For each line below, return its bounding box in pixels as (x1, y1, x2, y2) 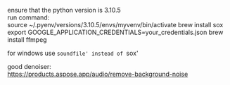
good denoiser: (7, 63, 51, 70)
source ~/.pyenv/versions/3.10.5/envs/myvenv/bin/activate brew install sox (7, 21, 224, 29)
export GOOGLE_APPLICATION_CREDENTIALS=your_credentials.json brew (7, 28, 224, 36)
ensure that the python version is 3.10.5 (7, 6, 121, 14)
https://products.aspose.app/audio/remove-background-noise (7, 70, 189, 78)
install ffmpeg (7, 36, 47, 44)
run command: (7, 13, 50, 22)
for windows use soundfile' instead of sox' (7, 49, 139, 57)
